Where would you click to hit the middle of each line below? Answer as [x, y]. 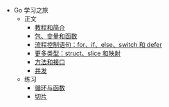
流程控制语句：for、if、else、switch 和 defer [98, 45]
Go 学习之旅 [31, 10]
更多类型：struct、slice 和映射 [78, 53]
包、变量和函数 [56, 36]
